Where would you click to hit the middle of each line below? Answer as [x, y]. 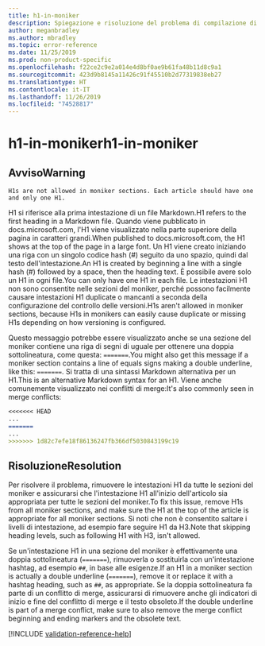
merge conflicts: [35, 397]
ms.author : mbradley [42, 38]
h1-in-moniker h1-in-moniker [103, 143]
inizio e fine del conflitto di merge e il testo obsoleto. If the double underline [131, 602]
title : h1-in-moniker [44, 15]
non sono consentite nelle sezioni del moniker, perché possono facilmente [130, 289]
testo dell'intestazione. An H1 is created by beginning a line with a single [125, 264]
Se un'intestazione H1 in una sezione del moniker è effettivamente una [123, 551]
